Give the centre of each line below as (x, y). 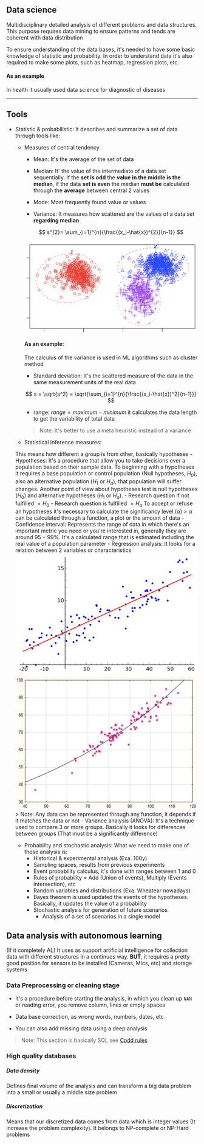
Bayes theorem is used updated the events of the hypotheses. (111, 897)
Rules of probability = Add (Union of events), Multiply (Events (110, 878)
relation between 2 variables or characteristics (73, 550)
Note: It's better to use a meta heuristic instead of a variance (115, 430)
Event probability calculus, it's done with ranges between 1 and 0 (114, 871)
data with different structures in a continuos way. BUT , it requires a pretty (98, 956)
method (34, 364)
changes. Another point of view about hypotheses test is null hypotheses (106, 489)
